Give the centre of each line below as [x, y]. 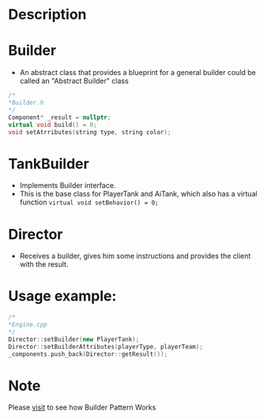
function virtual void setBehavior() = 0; [89, 202]
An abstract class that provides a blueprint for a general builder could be [138, 73]
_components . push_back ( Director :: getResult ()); [88, 354]
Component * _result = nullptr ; [60, 117]
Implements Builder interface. [68, 185]
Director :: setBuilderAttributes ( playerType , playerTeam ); [106, 346]
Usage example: [62, 296]
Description [47, 15]
